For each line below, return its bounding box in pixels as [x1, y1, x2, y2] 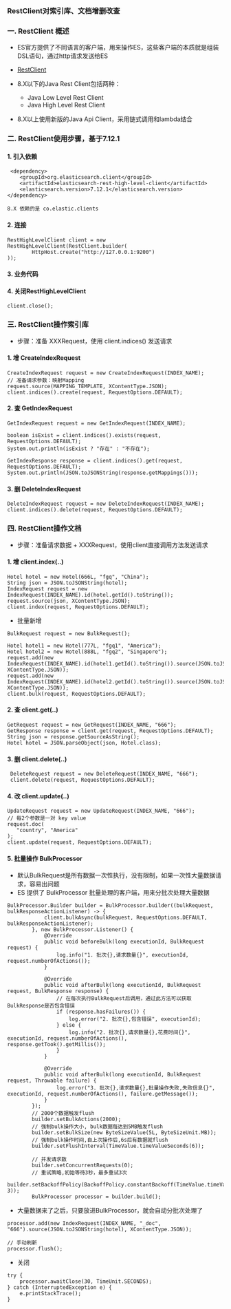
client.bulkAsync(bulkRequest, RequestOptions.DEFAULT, [43, 914, 208, 921]
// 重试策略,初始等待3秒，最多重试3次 [32, 1169, 127, 1176]
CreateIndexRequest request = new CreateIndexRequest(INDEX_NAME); [7, 370, 205, 376]
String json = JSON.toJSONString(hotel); [7, 579, 128, 586]
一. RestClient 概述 [7, 26, 70, 36]
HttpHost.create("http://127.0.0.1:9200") [32, 248, 155, 255]
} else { [56, 1021, 81, 1028]
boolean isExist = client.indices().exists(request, [7, 432, 162, 439]
